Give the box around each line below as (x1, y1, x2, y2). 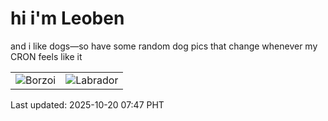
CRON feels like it (10, 50, 83, 62)
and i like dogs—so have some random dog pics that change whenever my (10, 40, 318, 52)
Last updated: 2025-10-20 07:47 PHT (10, 98, 165, 111)
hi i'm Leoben (10, 7, 125, 30)
